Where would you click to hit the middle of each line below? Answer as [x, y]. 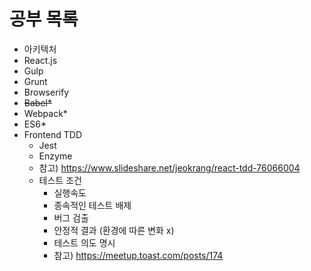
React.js [40, 60]
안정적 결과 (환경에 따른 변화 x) [114, 230]
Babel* [37, 102]
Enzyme [55, 156]
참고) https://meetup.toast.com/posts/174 [138, 255]
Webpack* [45, 113]
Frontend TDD [52, 134]
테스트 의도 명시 [84, 242]
